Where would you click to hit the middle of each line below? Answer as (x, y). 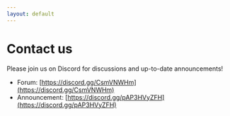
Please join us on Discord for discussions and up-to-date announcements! (115, 69)
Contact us (40, 48)
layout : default (30, 14)
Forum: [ (29, 82)
